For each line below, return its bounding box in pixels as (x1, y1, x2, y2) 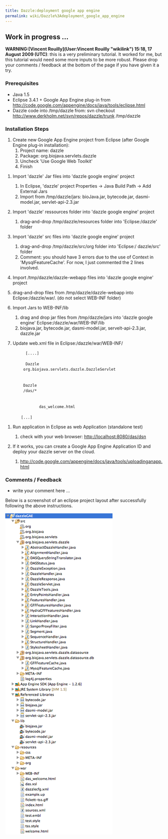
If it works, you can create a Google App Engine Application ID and (12, 443, 151, 449)
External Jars (20, 188, 48, 194)
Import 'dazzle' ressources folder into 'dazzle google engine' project (12, 209, 155, 215)
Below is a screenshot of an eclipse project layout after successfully (5, 497, 147, 504)
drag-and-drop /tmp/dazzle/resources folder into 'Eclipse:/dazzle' (20, 218, 157, 224)
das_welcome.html (39, 404, 75, 409)
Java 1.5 (12, 91, 30, 98)
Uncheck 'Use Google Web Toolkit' (20, 158, 93, 164)
